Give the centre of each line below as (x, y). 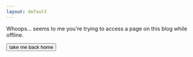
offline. (15, 35)
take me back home (31, 47)
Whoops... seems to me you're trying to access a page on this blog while (97, 28)
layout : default (27, 12)
